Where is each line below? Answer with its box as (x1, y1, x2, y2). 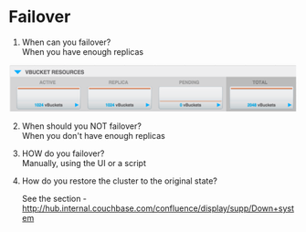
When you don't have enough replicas (21, 131, 165, 142)
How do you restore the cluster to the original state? (21, 175, 218, 186)
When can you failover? (21, 37, 111, 47)
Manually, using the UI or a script (21, 158, 147, 169)
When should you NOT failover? (21, 121, 142, 132)
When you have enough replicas (21, 46, 143, 57)
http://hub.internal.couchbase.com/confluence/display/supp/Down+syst (21, 203, 294, 214)
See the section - (21, 194, 88, 205)
